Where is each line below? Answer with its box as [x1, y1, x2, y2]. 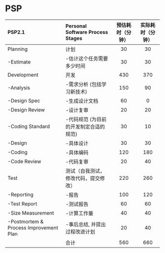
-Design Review [7, 106, 45, 113]
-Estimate [7, 58, 31, 65]
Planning [7, 45, 28, 52]
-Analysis [7, 84, 30, 91]
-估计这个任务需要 [65, 55, 109, 62]
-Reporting [7, 191, 33, 198]
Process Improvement [7, 224, 58, 231]
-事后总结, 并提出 [65, 221, 106, 227]
